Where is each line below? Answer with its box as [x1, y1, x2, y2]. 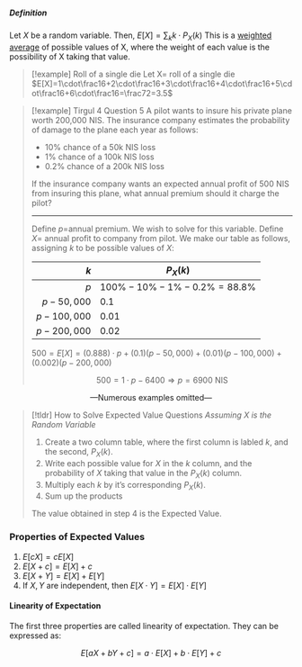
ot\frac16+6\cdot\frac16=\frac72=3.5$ [31, 87, 173, 98]
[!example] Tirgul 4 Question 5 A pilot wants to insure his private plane [31, 104, 292, 116]
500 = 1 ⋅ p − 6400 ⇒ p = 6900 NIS [95, 374, 228, 385]
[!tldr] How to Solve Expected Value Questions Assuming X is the [31, 410, 272, 420]
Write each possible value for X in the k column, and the [44, 457, 253, 468]
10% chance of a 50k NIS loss [44, 141, 156, 152]
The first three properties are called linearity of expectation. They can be [9, 620, 279, 631]
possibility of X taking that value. [9, 50, 130, 62]
